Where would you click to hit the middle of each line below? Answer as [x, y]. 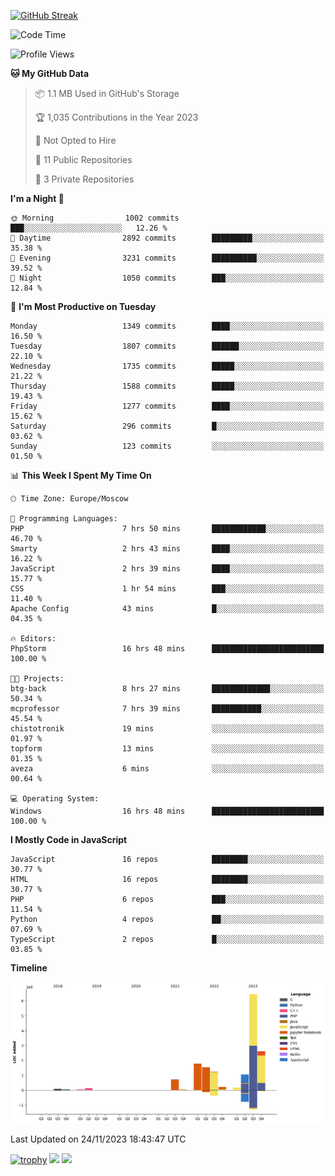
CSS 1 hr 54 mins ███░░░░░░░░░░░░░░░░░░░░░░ [167, 589]
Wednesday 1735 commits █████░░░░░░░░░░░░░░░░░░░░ [167, 366]
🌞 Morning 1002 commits [95, 218]
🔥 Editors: [33, 639]
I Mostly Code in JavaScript [69, 839]
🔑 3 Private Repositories [84, 179]
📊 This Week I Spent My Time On [81, 475]
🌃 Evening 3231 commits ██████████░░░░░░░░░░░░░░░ [167, 258]
